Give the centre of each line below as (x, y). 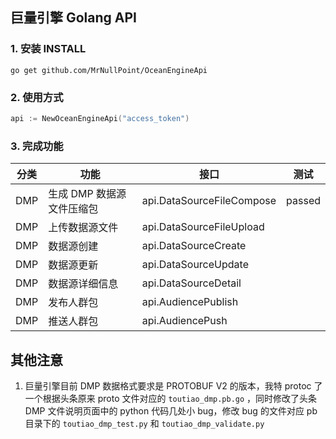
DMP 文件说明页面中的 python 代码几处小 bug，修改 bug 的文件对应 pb (171, 410)
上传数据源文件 (83, 228)
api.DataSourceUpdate (195, 265)
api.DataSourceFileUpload (203, 227)
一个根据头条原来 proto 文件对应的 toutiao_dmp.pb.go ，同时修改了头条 (171, 398)
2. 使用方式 (37, 97)
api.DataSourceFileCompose (209, 201)
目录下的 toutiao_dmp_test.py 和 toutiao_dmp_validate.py (144, 423)
